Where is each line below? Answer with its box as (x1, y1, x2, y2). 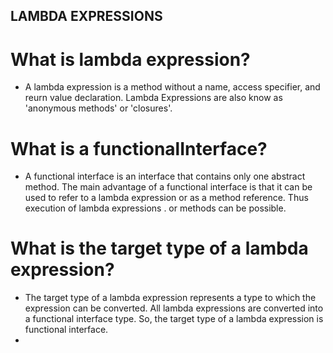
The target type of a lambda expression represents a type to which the (24, 292, 317, 304)
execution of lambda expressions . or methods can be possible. (24, 202, 287, 214)
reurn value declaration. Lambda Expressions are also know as (24, 92, 283, 104)
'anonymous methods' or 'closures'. (24, 102, 173, 114)
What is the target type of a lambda (10, 237, 309, 260)
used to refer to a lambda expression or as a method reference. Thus (24, 192, 309, 204)
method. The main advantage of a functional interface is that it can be (24, 181, 313, 193)
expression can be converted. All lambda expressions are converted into (24, 302, 324, 314)
